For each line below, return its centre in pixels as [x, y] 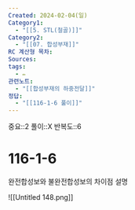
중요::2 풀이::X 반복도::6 [45, 127]
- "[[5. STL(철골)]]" [49, 30]
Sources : [22, 60]
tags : [17, 67]
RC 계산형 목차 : [31, 52]
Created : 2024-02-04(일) [48, 15]
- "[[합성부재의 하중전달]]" [55, 88]
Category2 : [26, 37]
